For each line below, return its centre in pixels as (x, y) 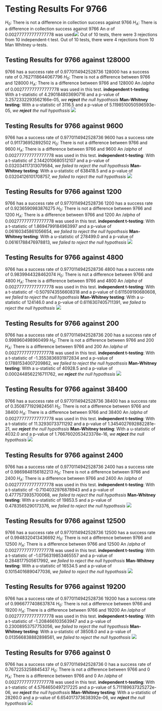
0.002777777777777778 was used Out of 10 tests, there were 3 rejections (81, 34)
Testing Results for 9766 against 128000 (68, 60)
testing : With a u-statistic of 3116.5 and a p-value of (57, 105)
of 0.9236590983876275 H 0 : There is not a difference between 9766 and (78, 209)
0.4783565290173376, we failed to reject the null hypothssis (65, 506)
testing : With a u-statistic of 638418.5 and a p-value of (78, 171)
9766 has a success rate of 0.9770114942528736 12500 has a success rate (80, 533)
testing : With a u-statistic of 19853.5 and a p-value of (59, 500)
